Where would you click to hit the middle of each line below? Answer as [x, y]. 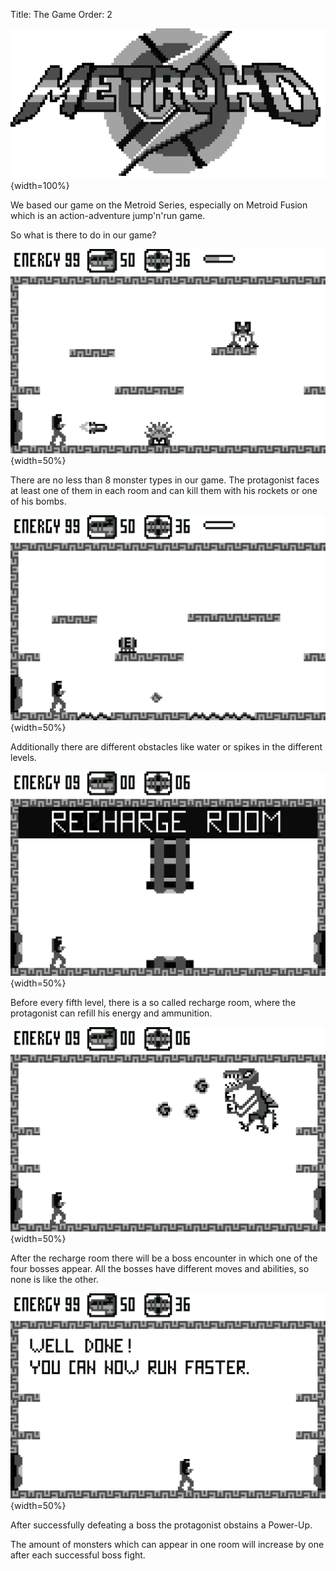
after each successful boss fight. [78, 1555]
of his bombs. [38, 501]
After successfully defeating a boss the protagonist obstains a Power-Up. [161, 1525]
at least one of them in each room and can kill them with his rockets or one [164, 491]
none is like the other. [54, 1280]
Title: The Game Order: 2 [61, 14]
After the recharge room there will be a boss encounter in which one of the [164, 1258]
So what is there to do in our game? [83, 235]
